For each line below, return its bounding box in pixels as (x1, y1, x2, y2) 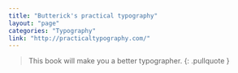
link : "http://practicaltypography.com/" (8, 34, 151, 43)
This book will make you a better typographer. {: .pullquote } (28, 56, 230, 66)
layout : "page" (8, 19, 60, 27)
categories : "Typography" (8, 26, 96, 34)
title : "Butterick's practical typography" (8, 11, 158, 20)
